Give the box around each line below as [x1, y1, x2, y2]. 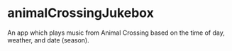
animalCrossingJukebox [7, 5, 154, 21]
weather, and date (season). [7, 35, 90, 44]
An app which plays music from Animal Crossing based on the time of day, [7, 28, 225, 37]
